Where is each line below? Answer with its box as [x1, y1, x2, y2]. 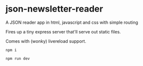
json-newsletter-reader [5, 3, 103, 15]
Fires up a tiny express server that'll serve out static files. [5, 29, 121, 34]
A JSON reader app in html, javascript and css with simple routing [5, 19, 139, 25]
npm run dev [5, 56, 30, 61]
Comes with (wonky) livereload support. [5, 38, 86, 44]
